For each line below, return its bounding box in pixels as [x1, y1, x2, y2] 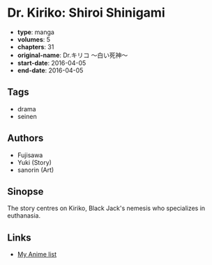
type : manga [17, 28, 54, 36]
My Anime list [17, 250, 57, 259]
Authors [7, 132, 44, 144]
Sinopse [7, 186, 44, 198]
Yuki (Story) [17, 158, 52, 166]
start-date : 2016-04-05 [17, 58, 86, 67]
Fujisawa [17, 151, 43, 159]
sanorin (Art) [17, 166, 54, 174]
